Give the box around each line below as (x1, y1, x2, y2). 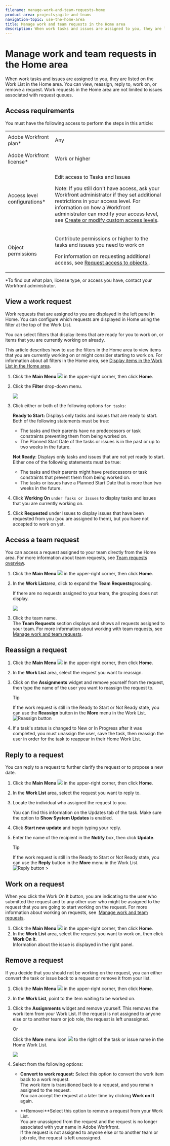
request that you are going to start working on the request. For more (5, 904, 148, 910)
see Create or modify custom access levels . (55, 216, 159, 223)
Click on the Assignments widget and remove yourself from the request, (12, 679, 164, 685)
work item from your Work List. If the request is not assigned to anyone (12, 1010, 161, 1017)
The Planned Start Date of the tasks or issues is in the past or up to (20, 438, 160, 444)
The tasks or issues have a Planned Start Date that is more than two (20, 479, 162, 485)
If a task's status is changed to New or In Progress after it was (12, 725, 143, 731)
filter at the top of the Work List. (5, 321, 72, 328)
